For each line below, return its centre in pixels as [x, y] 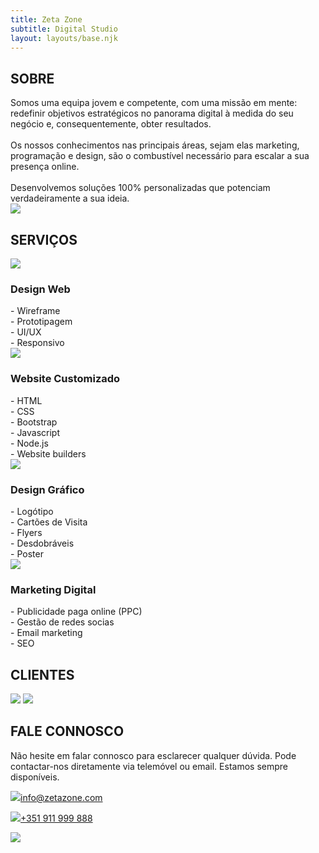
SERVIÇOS [44, 239]
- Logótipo [32, 511]
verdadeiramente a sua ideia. [70, 198]
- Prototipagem [41, 322]
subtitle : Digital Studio [64, 29]
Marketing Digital [53, 589]
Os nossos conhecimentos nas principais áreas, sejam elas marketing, [155, 145]
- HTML [26, 400]
